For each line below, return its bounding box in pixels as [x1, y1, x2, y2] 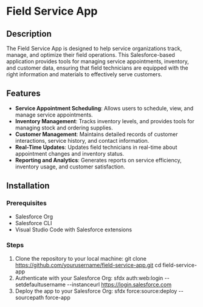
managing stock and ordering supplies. [15, 124, 114, 131]
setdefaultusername [15, 281, 66, 288]
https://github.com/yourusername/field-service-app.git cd [15, 261, 162, 269]
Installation [6, 181, 50, 191]
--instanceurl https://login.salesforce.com [66, 281, 172, 288]
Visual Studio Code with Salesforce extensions [15, 226, 132, 233]
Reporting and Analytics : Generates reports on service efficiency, [15, 156, 182, 164]
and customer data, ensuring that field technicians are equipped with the [6, 64, 188, 71]
